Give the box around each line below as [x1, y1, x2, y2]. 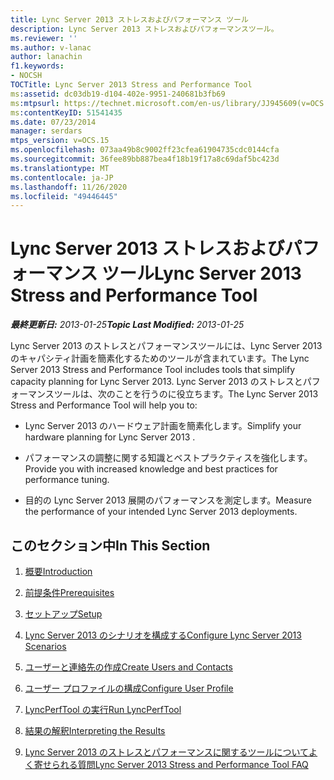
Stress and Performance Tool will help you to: [10, 399, 198, 411]
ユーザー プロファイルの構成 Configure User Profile [24, 682, 234, 694]
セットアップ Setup [24, 608, 103, 620]
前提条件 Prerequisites [24, 587, 115, 598]
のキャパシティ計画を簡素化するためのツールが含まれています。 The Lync [10, 352, 310, 365]
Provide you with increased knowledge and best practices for [24, 463, 278, 475]
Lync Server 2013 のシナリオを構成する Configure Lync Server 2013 [24, 629, 302, 641]
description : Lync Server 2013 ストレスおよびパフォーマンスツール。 [10, 24, 279, 34]
